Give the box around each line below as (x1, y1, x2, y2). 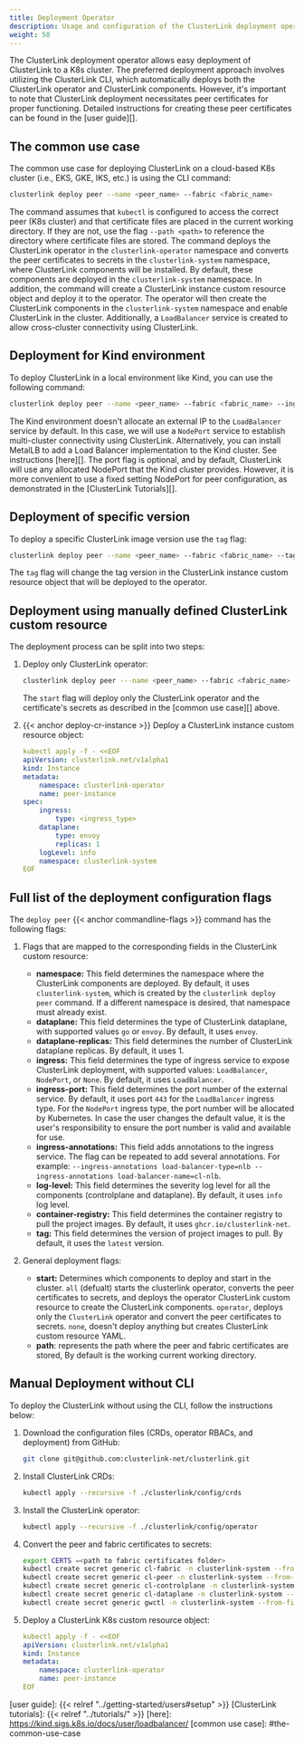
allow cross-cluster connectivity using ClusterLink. (9, 322, 199, 333)
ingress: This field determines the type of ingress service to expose (35, 1055, 290, 1066)
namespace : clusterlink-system (39, 857, 157, 866)
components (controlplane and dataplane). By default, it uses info (35, 1190, 283, 1201)
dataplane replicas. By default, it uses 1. (35, 1045, 185, 1056)
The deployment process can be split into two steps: (9, 641, 205, 652)
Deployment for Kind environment (9, 348, 205, 363)
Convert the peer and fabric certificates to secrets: (22, 1539, 213, 1549)
